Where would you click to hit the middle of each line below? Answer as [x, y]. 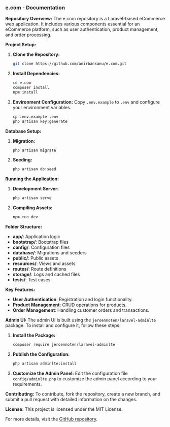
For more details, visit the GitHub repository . [52, 419]
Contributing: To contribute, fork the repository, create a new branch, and [83, 394]
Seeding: [22, 160]
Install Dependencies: [36, 74]
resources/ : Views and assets [44, 264]
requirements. [27, 384]
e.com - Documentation [35, 8]
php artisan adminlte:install [45, 364]
